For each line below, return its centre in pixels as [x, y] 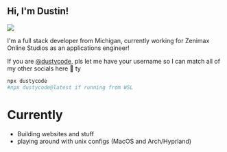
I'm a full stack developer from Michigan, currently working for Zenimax [108, 40]
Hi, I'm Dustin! [38, 11]
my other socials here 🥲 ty [44, 68]
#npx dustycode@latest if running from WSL [70, 87]
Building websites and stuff [56, 134]
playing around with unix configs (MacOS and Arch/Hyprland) [104, 141]
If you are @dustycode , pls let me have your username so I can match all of [114, 61]
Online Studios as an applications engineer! [68, 48]
